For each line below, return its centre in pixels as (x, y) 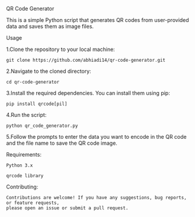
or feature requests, (33, 203)
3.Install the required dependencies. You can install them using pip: (88, 93)
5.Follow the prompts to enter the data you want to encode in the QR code (96, 137)
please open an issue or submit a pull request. (67, 208)
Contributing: (22, 187)
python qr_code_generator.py (42, 126)
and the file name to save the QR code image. (62, 143)
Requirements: (24, 154)
